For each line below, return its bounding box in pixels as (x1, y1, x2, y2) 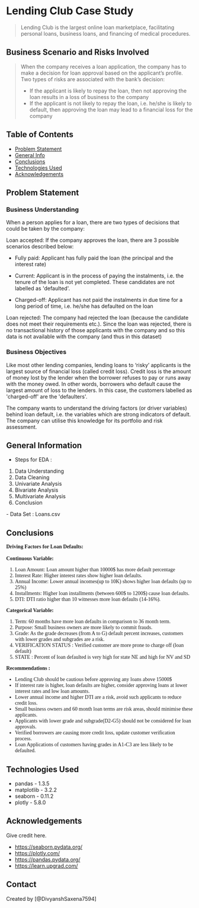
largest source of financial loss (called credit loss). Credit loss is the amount (6, 368, 191, 375)
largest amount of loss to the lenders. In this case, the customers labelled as (6, 387, 192, 394)
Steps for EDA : (14, 456, 52, 463)
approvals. (14, 724, 37, 730)
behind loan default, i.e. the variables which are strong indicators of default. (6, 410, 191, 418)
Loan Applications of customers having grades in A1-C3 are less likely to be (14, 741, 174, 748)
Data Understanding (14, 467, 64, 475)
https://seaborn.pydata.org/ (14, 843, 83, 850)
